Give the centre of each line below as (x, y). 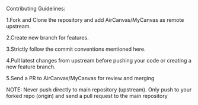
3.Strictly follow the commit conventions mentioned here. (76, 49)
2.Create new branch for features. (47, 37)
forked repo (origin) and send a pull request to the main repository (87, 96)
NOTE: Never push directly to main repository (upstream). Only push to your (99, 90)
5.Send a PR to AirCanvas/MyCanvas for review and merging (80, 78)
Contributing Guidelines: (36, 9)
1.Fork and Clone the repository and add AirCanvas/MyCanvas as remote (95, 20)
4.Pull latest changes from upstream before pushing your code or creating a (99, 60)
